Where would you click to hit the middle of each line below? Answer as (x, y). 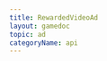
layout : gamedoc (40, 26)
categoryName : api (44, 43)
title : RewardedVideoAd (54, 17)
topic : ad (28, 34)
